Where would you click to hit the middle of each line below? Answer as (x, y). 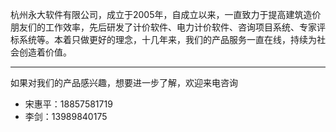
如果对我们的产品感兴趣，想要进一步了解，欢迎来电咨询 (124, 82)
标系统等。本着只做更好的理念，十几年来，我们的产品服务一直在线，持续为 (163, 39)
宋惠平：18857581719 (68, 104)
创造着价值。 (45, 52)
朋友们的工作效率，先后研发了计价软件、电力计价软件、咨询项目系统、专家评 (168, 27)
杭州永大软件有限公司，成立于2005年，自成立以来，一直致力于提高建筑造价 (166, 14)
